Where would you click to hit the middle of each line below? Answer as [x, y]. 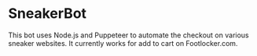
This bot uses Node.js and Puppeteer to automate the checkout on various [128, 35]
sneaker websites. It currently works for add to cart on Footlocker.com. [123, 43]
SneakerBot [48, 14]
